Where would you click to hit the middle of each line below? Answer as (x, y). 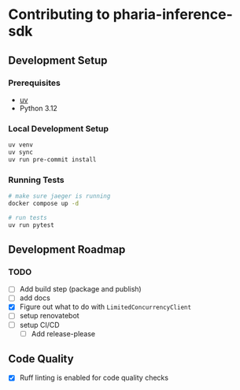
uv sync (21, 152)
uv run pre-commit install (52, 159)
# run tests (28, 217)
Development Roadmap (67, 249)
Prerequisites (34, 83)
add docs (35, 298)
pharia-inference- (173, 15)
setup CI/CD (40, 325)
